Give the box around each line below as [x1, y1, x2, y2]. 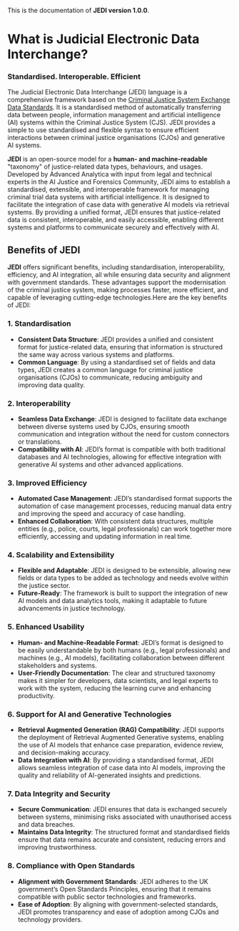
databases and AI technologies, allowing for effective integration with [17, 452, 222, 461]
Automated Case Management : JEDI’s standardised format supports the [17, 494, 233, 503]
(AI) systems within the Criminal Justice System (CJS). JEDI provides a [7, 118, 216, 127]
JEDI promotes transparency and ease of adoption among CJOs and [17, 907, 219, 916]
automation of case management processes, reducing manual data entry [17, 502, 232, 510]
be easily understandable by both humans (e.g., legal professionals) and [17, 646, 230, 654]
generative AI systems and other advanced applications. [17, 460, 184, 469]
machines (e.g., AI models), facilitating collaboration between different [17, 653, 225, 662]
